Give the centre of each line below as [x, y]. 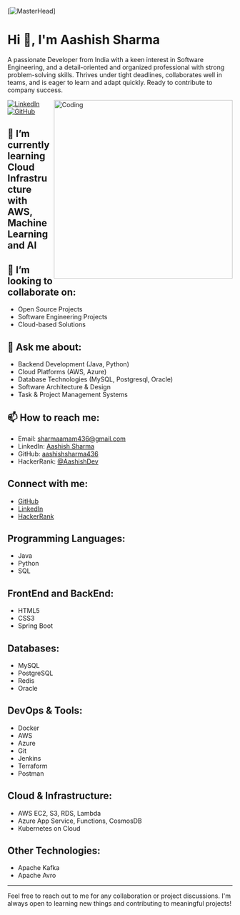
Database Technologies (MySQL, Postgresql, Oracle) [95, 379]
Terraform [32, 766]
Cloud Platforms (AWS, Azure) [62, 371]
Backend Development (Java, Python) [74, 364]
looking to [30, 281]
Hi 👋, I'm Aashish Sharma [84, 40]
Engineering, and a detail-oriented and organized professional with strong [116, 67]
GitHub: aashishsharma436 [58, 454]
